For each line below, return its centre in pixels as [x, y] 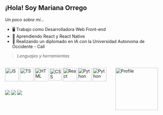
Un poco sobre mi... [25, 19]
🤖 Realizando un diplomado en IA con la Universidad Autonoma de [78, 41]
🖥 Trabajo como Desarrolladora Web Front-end [59, 29]
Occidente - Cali [28, 46]
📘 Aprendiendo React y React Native [48, 36]
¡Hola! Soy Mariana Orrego [46, 8]
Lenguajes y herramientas [43, 56]
